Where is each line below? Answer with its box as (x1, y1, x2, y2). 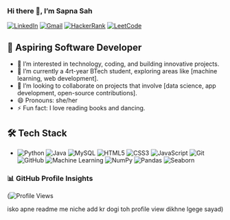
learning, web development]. (16, 75, 99, 83)
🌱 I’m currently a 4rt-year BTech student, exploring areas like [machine (16, 67, 218, 75)
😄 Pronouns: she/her (16, 96, 78, 105)
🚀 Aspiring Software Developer (7, 41, 142, 53)
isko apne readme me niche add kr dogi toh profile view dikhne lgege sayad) (7, 205, 224, 213)
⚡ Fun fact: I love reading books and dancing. (16, 104, 146, 112)
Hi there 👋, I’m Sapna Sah (7, 6, 93, 16)
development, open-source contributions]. (16, 89, 137, 97)
